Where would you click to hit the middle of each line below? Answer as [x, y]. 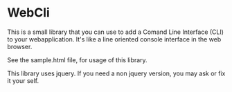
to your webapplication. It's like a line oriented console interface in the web [114, 39]
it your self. [23, 80]
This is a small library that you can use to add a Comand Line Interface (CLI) [115, 32]
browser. [20, 46]
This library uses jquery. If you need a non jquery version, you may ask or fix [116, 73]
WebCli [28, 13]
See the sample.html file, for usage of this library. [77, 59]
